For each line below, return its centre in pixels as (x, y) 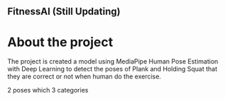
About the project (60, 42)
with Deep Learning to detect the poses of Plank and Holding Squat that (112, 69)
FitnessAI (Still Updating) (64, 12)
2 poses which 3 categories (48, 90)
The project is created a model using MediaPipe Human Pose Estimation (113, 61)
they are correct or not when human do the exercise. (84, 76)
